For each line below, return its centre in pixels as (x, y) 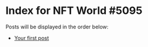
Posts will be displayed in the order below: (57, 27)
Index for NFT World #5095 (74, 11)
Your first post (31, 38)
